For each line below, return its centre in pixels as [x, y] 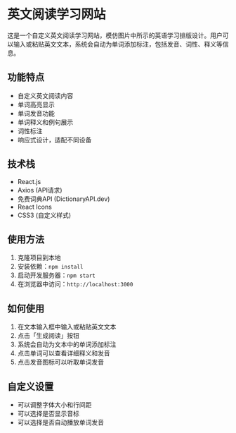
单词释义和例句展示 [45, 122]
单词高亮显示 [36, 104]
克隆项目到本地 [39, 257]
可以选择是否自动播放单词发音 [60, 422]
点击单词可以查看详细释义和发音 [64, 353]
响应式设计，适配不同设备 [54, 140]
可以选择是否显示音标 [48, 414]
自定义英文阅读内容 [45, 95]
